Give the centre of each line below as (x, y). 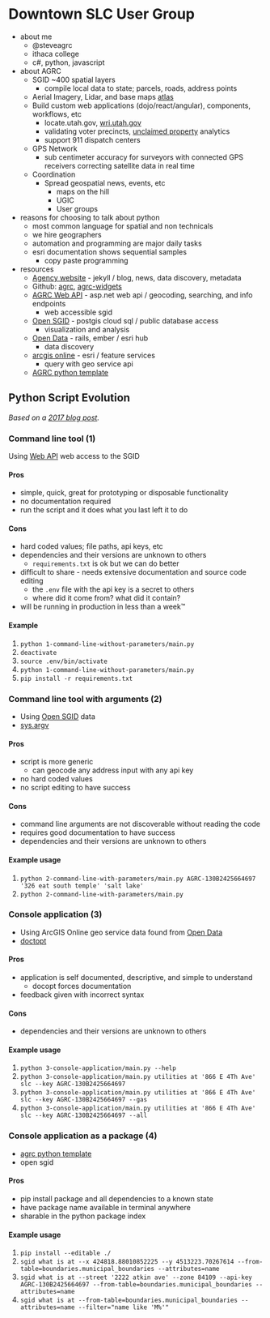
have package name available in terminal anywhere (105, 1207)
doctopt (33, 940)
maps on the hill (83, 191)
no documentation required (65, 501)
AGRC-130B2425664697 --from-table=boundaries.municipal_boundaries (136, 1285)
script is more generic (57, 762)
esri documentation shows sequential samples (110, 251)
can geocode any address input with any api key (113, 770)
